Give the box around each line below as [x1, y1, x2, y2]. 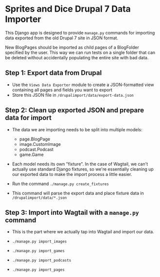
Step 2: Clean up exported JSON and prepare [5, 106, 144, 115]
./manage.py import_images [12, 239, 67, 244]
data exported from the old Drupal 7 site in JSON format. [5, 35, 118, 41]
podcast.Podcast [19, 146, 53, 152]
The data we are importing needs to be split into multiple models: [12, 126, 142, 132]
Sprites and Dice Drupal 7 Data [5, 3, 131, 15]
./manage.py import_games [12, 249, 65, 254]
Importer [5, 14, 41, 25]
